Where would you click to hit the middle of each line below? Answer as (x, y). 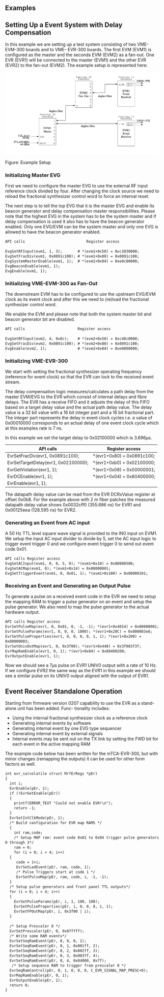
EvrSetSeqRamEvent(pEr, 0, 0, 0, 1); (48, 941)
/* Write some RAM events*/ (38, 936)
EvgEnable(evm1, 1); (26, 271)
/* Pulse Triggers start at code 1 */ (56, 872)
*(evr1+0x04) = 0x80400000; (124, 476)
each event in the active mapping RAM (51, 744)
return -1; (25, 808)
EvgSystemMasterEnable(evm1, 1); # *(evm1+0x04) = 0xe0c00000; (72, 261)
